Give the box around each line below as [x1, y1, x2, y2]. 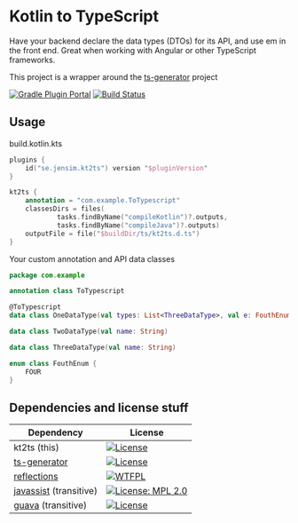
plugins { [9, 155, 46, 164]
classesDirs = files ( [25, 204, 105, 214]
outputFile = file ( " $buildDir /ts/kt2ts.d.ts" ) [25, 229, 200, 238]
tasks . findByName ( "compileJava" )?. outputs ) [56, 220, 220, 230]
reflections [13, 471, 59, 483]
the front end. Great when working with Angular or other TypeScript [9, 44, 257, 55]
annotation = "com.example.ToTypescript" [25, 196, 180, 205]
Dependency [27, 426, 83, 439]
